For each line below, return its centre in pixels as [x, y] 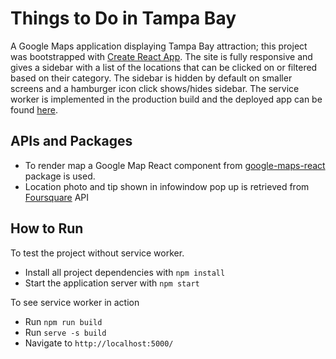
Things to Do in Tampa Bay [123, 18]
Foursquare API [57, 197]
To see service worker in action [75, 302]
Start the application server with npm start [112, 283]
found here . [34, 109]
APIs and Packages [71, 141]
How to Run [47, 228]
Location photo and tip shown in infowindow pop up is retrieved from [167, 186]
